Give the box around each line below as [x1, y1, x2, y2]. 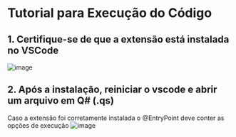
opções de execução [7, 121, 69, 129]
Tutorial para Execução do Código [7, 5, 212, 21]
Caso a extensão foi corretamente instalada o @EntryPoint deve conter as [7, 114, 225, 122]
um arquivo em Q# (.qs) [7, 94, 114, 107]
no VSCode [7, 44, 59, 56]
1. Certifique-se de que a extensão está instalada [7, 33, 230, 45]
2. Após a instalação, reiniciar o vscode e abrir [7, 84, 217, 96]
